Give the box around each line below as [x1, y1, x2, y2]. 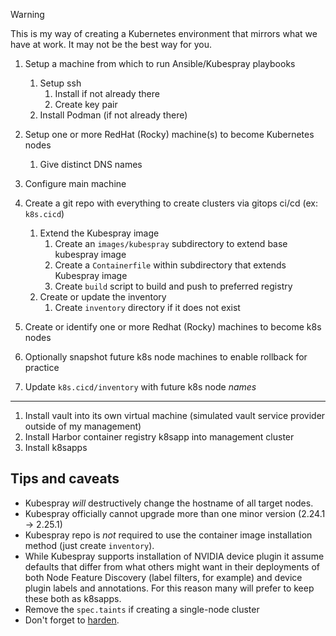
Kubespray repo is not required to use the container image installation [24, 529, 313, 541]
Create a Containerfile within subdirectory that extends [54, 259, 287, 271]
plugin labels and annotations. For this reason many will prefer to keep [24, 582, 315, 594]
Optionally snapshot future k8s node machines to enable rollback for [24, 351, 308, 363]
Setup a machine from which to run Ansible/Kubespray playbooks [24, 58, 296, 69]
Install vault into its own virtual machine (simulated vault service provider [24, 410, 326, 421]
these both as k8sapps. [24, 592, 122, 604]
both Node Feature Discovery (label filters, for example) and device [24, 571, 303, 583]
